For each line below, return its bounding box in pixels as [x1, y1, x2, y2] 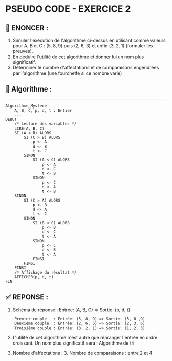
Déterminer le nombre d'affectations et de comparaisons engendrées [12, 65, 159, 70]
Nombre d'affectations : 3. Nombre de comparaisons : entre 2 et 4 [12, 350, 153, 356]
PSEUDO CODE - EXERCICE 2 [5, 3, 131, 15]
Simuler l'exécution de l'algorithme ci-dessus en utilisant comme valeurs [12, 37, 166, 43]
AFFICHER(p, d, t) [14, 274, 54, 279]
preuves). [12, 48, 33, 54]
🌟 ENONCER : [5, 24, 49, 32]
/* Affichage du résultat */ [14, 269, 77, 275]
